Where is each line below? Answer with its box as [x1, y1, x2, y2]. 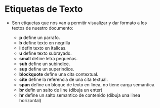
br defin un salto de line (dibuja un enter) [19, 87, 103, 93]
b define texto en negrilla [19, 39, 70, 45]
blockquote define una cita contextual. [19, 71, 99, 77]
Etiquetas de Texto [4, 3, 83, 15]
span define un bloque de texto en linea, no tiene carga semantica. [19, 81, 156, 87]
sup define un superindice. [19, 66, 75, 72]
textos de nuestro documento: [11, 25, 74, 31]
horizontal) [19, 97, 41, 103]
